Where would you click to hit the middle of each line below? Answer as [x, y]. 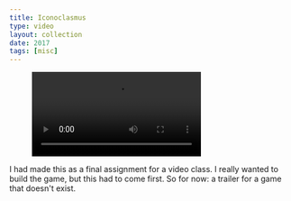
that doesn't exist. [43, 188]
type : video [32, 26]
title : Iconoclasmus [48, 18]
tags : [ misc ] [34, 51]
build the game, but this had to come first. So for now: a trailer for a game [145, 179]
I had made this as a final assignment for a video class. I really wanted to [144, 169]
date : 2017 [30, 43]
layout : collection [46, 34]
